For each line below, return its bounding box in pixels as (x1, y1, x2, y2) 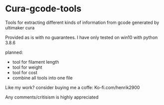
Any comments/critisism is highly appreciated (5, 94, 99, 100)
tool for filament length (12, 59, 60, 65)
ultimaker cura (5, 24, 35, 30)
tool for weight (12, 64, 42, 70)
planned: (5, 49, 23, 55)
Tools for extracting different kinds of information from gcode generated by (5, 19, 160, 25)
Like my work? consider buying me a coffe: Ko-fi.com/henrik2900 (5, 84, 140, 90)
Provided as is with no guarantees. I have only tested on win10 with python (5, 34, 158, 40)
